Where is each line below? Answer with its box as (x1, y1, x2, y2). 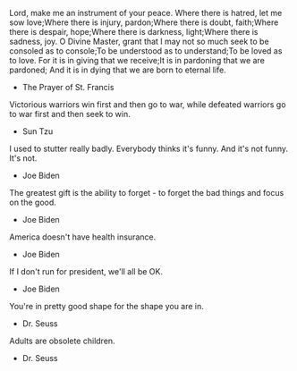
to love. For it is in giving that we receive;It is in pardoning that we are (9, 55, 266, 65)
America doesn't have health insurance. (9, 232, 157, 242)
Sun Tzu (21, 126, 54, 137)
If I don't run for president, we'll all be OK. (9, 266, 164, 276)
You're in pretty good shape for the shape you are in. (9, 301, 204, 311)
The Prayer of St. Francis (21, 82, 115, 92)
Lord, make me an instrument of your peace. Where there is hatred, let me (9, 8, 283, 18)
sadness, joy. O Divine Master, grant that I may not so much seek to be (9, 36, 270, 46)
